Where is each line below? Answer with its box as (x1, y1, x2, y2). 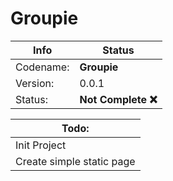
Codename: (15, 60, 70, 74)
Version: (15, 76, 55, 90)
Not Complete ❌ (79, 92, 158, 106)
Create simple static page (15, 154, 136, 168)
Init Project (15, 138, 67, 152)
